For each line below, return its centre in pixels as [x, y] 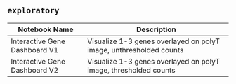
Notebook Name [46, 29]
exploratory [33, 11]
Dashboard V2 [35, 70]
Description [156, 29]
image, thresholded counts [131, 70]
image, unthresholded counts [136, 50]
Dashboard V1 [35, 50]
